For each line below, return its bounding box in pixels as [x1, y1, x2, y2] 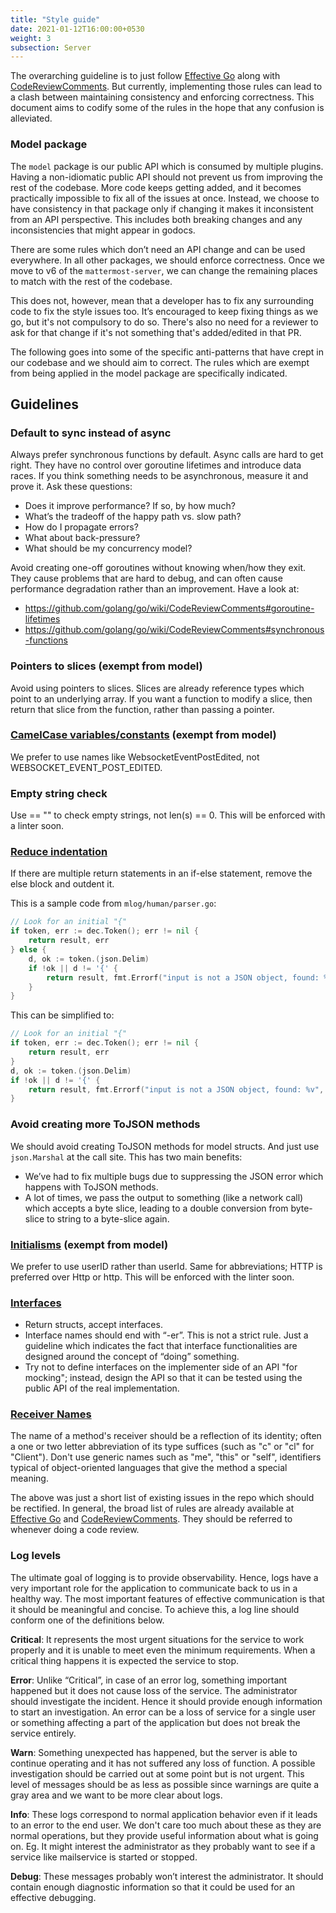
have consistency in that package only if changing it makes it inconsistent [10, 202, 314, 215]
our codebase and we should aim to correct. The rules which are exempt [10, 356, 310, 368]
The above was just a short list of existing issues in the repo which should [10, 1492, 315, 1504]
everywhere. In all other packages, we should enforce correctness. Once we [10, 254, 326, 266]
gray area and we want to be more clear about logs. [10, 1789, 223, 1801]
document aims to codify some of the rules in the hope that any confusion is [10, 102, 325, 114]
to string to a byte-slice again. [46, 1212, 170, 1225]
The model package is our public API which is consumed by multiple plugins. [10, 160, 324, 172]
